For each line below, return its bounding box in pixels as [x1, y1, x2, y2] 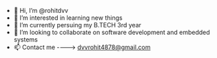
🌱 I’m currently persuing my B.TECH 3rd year [13, 21, 142, 29]
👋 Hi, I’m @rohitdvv [13, 7, 69, 14]
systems [13, 35, 38, 44]
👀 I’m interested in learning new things [13, 14, 123, 22]
